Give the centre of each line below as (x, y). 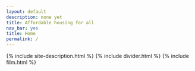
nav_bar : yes (22, 28)
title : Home (21, 34)
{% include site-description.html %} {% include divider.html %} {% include (97, 56)
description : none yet (34, 17)
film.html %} (21, 62)
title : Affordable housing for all (50, 22)
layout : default (26, 12)
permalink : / (22, 39)
